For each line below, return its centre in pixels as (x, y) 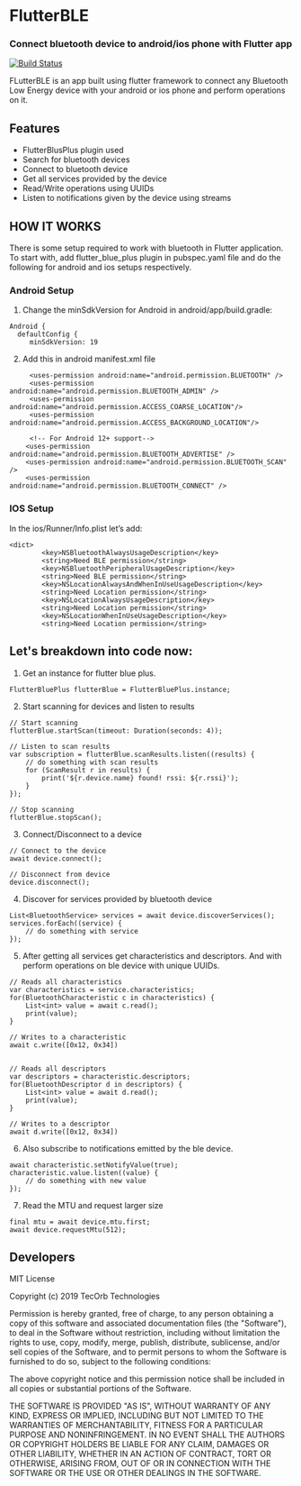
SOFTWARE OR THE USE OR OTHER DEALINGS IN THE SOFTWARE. (135, 1473)
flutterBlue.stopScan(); (56, 817)
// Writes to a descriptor (60, 1124)
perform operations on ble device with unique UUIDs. (121, 965)
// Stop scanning (42, 809)
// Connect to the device (58, 851)
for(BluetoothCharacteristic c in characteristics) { (112, 998)
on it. (19, 100)
